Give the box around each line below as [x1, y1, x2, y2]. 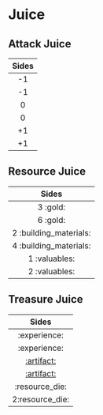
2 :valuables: [28, 266, 75, 277]
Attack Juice [8, 37, 72, 51]
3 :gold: [37, 202, 66, 213]
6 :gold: [37, 214, 66, 225]
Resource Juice [8, 164, 86, 179]
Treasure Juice [8, 292, 84, 306]
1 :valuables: [28, 253, 75, 264]
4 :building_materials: [12, 240, 91, 251]
